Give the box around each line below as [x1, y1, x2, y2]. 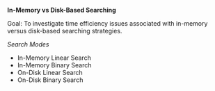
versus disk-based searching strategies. [7, 27, 122, 35]
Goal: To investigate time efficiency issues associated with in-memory [7, 19, 208, 27]
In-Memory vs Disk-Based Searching [7, 6, 116, 14]
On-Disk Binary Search [17, 76, 83, 84]
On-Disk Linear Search [17, 69, 83, 76]
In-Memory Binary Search [17, 61, 92, 69]
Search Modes [7, 40, 49, 48]
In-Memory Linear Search [17, 53, 92, 62]
